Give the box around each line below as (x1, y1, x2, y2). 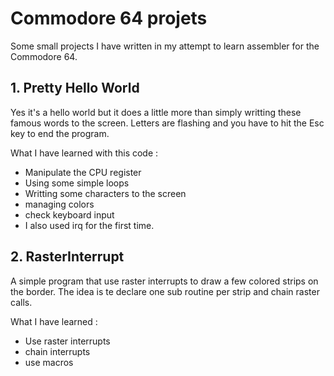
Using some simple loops (24, 177, 130, 189)
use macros (24, 356, 74, 368)
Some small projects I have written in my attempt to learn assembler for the (10, 40, 320, 52)
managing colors (24, 198, 95, 210)
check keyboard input (24, 208, 115, 221)
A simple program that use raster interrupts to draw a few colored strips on (10, 275, 319, 287)
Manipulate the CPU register (24, 166, 142, 178)
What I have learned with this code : (10, 147, 159, 159)
